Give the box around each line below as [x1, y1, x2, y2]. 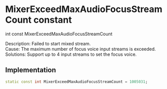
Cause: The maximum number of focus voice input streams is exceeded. [5, 46, 156, 52]
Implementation [5, 66, 57, 74]
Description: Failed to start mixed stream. [5, 40, 91, 46]
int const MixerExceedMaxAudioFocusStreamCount [5, 31, 113, 37]
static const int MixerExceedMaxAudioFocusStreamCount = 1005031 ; [5, 79, 148, 84]
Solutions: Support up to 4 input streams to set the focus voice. [5, 51, 137, 57]
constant [33, 14, 72, 26]
